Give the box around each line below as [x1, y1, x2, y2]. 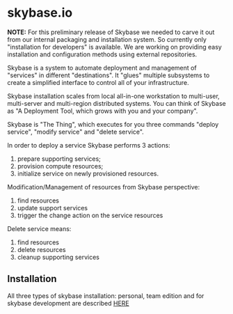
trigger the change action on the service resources [17, 211, 163, 219]
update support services [17, 203, 88, 212]
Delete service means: [7, 224, 72, 233]
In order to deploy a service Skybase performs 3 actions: [7, 141, 170, 149]
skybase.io [7, 5, 73, 21]
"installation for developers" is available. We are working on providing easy [7, 42, 223, 51]
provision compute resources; [17, 162, 104, 170]
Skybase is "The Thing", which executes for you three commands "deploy [7, 120, 219, 128]
